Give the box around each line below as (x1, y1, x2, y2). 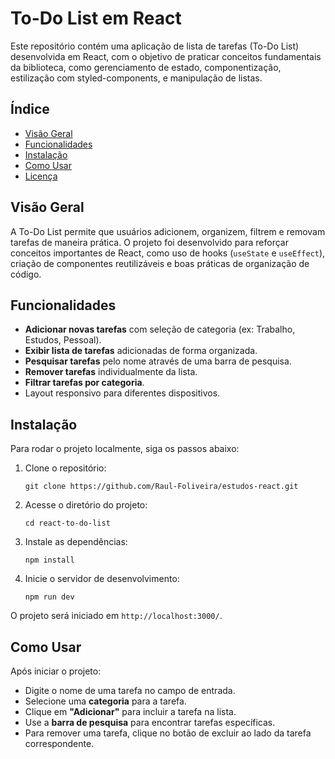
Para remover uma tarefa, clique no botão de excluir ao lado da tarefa (24, 727, 312, 739)
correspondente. (24, 738, 95, 749)
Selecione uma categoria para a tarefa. (24, 695, 187, 707)
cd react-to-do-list (24, 518, 111, 529)
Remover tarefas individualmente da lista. (24, 366, 198, 378)
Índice (10, 101, 50, 118)
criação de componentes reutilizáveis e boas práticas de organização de (10, 257, 310, 269)
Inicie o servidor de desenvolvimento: (24, 573, 180, 585)
